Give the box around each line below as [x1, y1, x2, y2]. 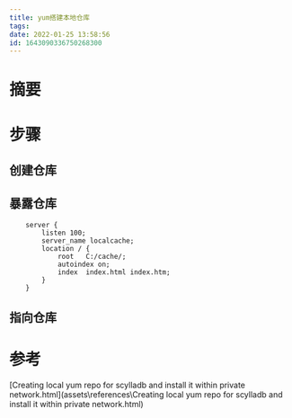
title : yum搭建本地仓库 [9, 13, 90, 22]
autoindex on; [57, 260, 111, 269]
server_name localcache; [41, 236, 135, 245]
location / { [41, 244, 91, 253]
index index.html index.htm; [57, 267, 171, 277]
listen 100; [41, 228, 87, 237]
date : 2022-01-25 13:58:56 [9, 30, 111, 39]
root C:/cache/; [57, 252, 127, 261]
